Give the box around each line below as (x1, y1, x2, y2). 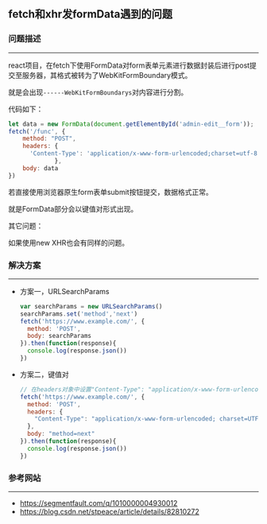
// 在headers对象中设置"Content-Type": (19, 385, 145, 394)
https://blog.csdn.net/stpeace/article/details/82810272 (19, 507, 200, 517)
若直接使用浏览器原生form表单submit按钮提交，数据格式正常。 (8, 187, 213, 196)
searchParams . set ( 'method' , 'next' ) (19, 309, 138, 318)
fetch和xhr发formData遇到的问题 (8, 7, 173, 21)
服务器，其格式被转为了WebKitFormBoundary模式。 (21, 70, 192, 80)
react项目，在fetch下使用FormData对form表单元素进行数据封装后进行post (8, 60, 250, 70)
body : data (22, 164, 59, 173)
